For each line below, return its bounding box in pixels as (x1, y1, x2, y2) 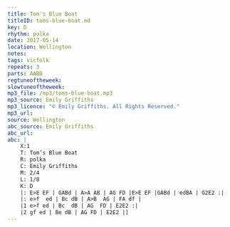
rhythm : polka (7, 30, 50, 38)
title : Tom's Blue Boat (7, 10, 78, 18)
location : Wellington (7, 43, 72, 51)
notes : (7, 51, 27, 58)
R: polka (20, 156, 46, 164)
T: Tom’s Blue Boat (20, 149, 78, 157)
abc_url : (7, 130, 33, 137)
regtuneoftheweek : (7, 76, 62, 84)
